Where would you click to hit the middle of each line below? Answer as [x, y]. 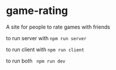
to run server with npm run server [46, 38]
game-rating [37, 11]
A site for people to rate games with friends [58, 27]
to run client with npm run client [45, 49]
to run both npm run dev [36, 61]
